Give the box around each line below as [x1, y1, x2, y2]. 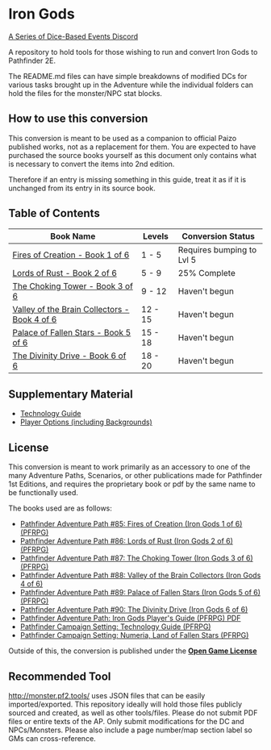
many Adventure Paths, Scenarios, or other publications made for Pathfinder [8, 471, 263, 481]
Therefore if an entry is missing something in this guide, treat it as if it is [8, 174, 247, 184]
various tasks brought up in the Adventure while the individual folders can [8, 80, 254, 90]
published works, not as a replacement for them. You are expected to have [8, 142, 256, 152]
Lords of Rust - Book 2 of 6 [12, 267, 117, 278]
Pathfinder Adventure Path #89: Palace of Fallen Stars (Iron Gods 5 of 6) [19, 588, 261, 598]
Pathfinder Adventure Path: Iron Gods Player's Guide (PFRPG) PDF [19, 614, 241, 623]
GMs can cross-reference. [8, 734, 97, 743]
